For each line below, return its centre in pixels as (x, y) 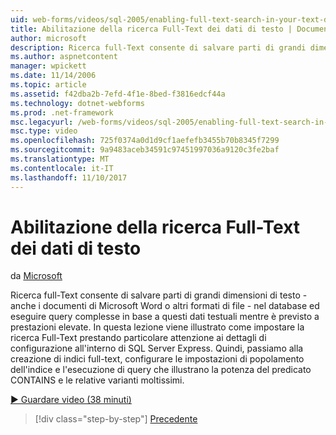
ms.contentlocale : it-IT (62, 168)
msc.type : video (44, 131)
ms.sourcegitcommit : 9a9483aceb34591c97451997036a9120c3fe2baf (145, 150)
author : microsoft (48, 38)
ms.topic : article (48, 85)
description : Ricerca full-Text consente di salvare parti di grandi (158, 47)
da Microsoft (36, 276)
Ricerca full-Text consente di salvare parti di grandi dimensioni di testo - (159, 295)
